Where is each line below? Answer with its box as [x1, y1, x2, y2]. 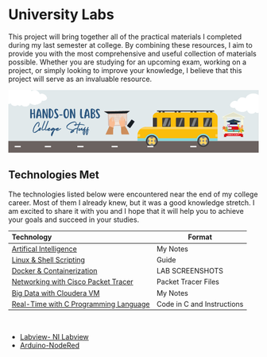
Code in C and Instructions [156, 299, 244, 308]
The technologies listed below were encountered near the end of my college [8, 189, 258, 199]
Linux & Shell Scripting [11, 254, 86, 264]
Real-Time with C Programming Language [11, 299, 150, 308]
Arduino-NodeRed [19, 340, 80, 351]
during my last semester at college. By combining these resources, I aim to [8, 40, 253, 49]
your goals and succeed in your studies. [8, 215, 140, 224]
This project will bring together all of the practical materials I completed [8, 32, 242, 41]
